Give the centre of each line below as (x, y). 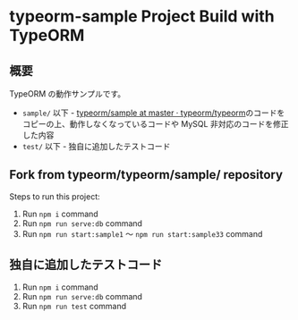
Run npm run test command (74, 306)
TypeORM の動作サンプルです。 (68, 94)
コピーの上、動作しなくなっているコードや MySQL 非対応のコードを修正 (155, 124)
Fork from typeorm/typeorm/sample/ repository (146, 175)
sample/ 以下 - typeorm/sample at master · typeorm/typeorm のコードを (153, 113)
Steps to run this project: (55, 196)
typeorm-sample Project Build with (142, 17)
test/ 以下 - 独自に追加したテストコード (96, 146)
